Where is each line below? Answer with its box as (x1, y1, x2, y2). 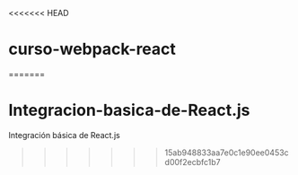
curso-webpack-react (8, 39, 177, 59)
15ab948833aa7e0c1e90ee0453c (164, 147, 289, 158)
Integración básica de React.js (8, 129, 120, 140)
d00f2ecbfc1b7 (164, 156, 221, 167)
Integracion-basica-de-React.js (8, 101, 250, 120)
